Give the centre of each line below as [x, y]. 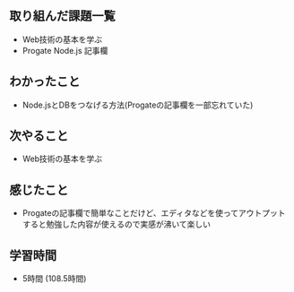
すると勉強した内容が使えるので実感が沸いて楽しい [116, 224]
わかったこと [45, 82]
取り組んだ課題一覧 [62, 16]
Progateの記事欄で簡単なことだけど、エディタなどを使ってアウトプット [154, 213]
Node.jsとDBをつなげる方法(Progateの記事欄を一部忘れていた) [138, 105]
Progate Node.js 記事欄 [65, 50]
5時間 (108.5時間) [54, 279]
